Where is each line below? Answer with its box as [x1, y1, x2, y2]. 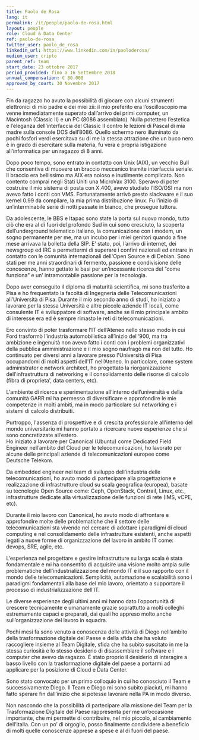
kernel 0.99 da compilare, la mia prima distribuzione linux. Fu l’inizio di [6, 197, 178, 204]
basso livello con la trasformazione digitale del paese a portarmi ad [6, 660, 170, 667]
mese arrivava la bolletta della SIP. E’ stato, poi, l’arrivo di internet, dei [6, 240, 176, 247]
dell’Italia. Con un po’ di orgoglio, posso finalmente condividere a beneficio [6, 721, 189, 728]
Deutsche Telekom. [6, 457, 53, 464]
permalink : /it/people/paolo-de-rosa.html [6, 20, 113, 26]
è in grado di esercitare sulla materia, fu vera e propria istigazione [6, 141, 168, 148]
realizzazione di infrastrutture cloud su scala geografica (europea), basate [6, 481, 188, 488]
